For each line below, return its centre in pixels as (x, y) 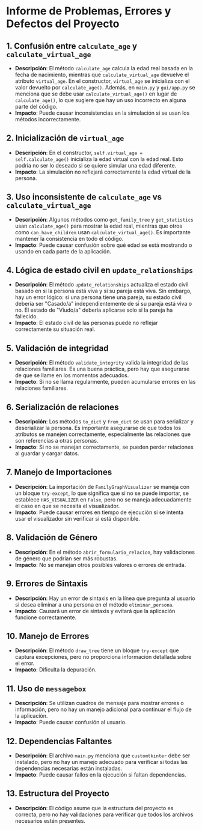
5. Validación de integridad (58, 348)
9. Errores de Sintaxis (47, 584)
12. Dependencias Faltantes (59, 741)
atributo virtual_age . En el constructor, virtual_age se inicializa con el (102, 81)
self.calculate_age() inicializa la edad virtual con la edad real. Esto (99, 159)
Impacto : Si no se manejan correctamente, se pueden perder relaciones (104, 447)
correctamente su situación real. (55, 329)
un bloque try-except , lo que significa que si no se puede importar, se (102, 493)
